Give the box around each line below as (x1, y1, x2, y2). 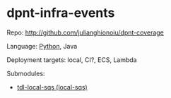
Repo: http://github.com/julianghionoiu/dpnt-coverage (6, 28, 164, 37)
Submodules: (6, 69, 45, 78)
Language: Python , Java (6, 42, 78, 50)
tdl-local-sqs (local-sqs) (16, 82, 88, 91)
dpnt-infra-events (6, 5, 115, 21)
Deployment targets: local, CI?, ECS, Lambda (6, 55, 137, 64)
